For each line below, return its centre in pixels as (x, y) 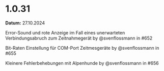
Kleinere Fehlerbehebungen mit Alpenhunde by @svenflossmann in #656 (82, 63)
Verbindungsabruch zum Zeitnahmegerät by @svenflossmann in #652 (79, 38)
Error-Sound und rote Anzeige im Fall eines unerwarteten (65, 32)
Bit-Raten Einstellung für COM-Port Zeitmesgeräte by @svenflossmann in (82, 48)
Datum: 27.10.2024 (25, 23)
